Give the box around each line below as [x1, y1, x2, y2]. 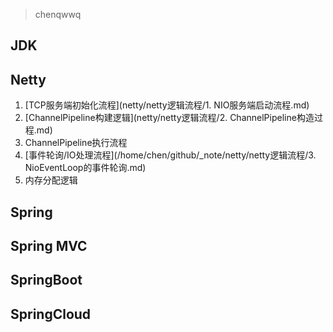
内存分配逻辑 [24, 174, 78, 186]
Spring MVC [10, 237, 88, 254]
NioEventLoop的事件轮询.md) [24, 162, 147, 174]
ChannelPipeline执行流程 [24, 137, 128, 149]
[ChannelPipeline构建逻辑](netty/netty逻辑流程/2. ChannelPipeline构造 [24, 112, 315, 124]
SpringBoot [10, 272, 83, 289]
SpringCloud [10, 305, 92, 323]
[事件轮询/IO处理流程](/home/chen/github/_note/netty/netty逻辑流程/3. [24, 149, 317, 161]
